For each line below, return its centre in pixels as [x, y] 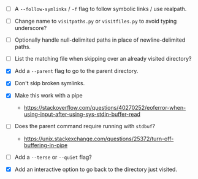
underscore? [31, 28]
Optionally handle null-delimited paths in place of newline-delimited [100, 40]
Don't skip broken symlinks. [50, 83]
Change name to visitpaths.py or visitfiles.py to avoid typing [96, 21]
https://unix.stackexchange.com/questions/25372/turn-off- [99, 139]
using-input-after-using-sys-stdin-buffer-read [82, 114]
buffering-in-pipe [46, 145]
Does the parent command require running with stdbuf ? [85, 126]
